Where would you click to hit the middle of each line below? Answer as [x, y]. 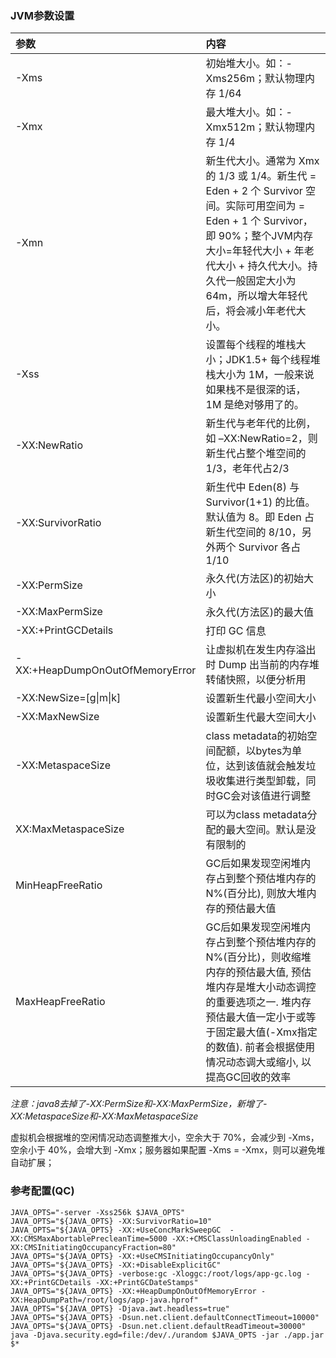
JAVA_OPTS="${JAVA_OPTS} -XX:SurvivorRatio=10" [111, 1221]
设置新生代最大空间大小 [261, 717]
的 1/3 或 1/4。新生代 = [261, 176]
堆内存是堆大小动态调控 [261, 987]
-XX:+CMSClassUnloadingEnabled [236, 1238]
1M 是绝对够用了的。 [255, 405]
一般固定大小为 [261, 281]
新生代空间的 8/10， [253, 532]
